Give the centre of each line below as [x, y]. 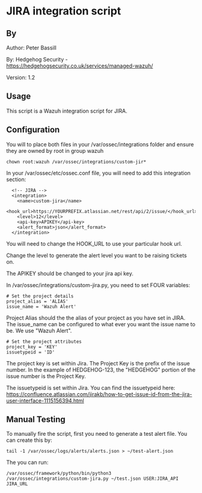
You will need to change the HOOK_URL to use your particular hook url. [94, 243]
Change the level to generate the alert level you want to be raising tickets [97, 255]
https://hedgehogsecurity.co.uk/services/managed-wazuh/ [80, 66]
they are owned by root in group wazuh [55, 150]
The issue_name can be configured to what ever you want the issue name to [101, 324]
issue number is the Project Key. [46, 376]
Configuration [33, 130]
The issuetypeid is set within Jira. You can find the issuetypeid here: [91, 388]
